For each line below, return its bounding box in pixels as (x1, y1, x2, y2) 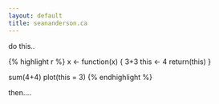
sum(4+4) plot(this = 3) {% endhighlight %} (8, 72, 153, 82)
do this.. (8, 41, 35, 50)
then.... (8, 87, 32, 97)
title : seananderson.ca (8, 19, 88, 27)
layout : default (8, 11, 63, 20)
